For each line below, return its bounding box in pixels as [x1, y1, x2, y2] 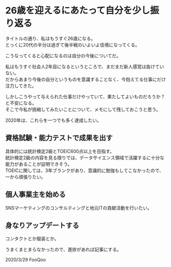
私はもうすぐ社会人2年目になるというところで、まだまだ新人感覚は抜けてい [5, 63, 164, 70]
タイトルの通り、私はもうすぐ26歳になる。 [5, 35, 96, 41]
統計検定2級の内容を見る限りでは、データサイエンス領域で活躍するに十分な [5, 154, 165, 161]
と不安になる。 [5, 100, 37, 106]
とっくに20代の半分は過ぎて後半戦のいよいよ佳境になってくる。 [5, 41, 140, 48]
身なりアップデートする [5, 221, 79, 230]
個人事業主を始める [5, 190, 66, 199]
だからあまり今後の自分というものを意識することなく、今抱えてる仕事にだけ [5, 76, 166, 82]
